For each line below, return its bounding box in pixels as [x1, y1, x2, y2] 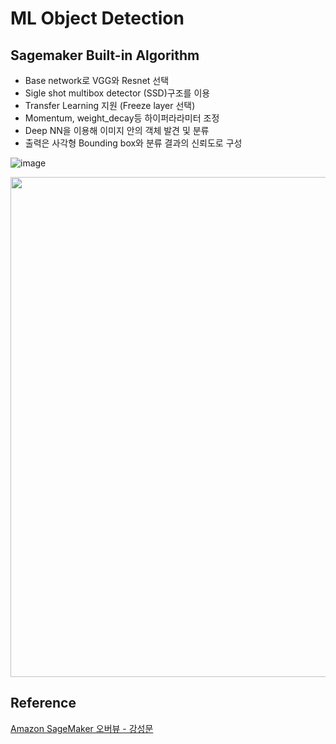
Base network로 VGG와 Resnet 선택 [24, 75, 170, 86]
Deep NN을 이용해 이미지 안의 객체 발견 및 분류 [24, 125, 210, 136]
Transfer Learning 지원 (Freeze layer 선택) [24, 100, 196, 111]
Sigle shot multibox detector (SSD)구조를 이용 [24, 87, 211, 99]
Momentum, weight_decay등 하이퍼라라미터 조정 [24, 112, 220, 124]
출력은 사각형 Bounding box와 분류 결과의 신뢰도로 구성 [24, 137, 243, 149]
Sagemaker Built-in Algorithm [10, 47, 200, 64]
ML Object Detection [10, 7, 185, 30]
